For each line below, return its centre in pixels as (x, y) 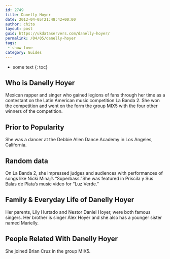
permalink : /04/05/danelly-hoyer (41, 39)
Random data (27, 161)
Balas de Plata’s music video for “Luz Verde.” (52, 184)
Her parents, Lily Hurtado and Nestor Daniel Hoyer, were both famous (78, 212)
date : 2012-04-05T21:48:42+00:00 (41, 19)
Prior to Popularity (35, 127)
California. (16, 145)
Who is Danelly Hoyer (40, 83)
